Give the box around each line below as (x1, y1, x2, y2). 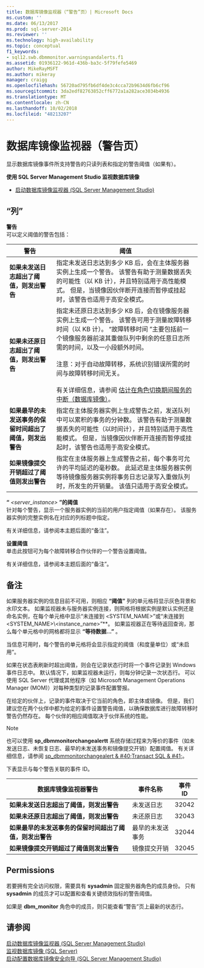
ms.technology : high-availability (6, 37, 94, 43)
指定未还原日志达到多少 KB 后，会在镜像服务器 (56, 307, 189, 315)
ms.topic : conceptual (6, 43, 61, 49)
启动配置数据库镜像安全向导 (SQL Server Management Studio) (6, 955, 162, 962)
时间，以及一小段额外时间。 (68, 343, 148, 352)
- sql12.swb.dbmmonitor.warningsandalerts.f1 (6, 54, 123, 60)
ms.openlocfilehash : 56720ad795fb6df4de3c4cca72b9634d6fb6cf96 (6, 83, 170, 89)
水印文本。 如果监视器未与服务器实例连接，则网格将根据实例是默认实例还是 (6, 605, 194, 612)
